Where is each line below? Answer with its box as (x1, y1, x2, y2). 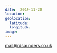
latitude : (9, 20, 29, 26)
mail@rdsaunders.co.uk (5, 43, 52, 48)
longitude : (9, 25, 31, 30)
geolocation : (5, 16, 31, 21)
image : (5, 29, 18, 34)
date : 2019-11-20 (5, 7, 42, 12)
